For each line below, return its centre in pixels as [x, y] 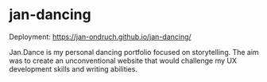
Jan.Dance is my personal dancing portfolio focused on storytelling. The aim [134, 52]
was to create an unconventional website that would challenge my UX [123, 61]
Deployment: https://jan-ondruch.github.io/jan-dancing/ [100, 37]
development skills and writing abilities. [74, 68]
